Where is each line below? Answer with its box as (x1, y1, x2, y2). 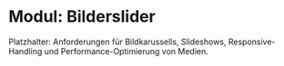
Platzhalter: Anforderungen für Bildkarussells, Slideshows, (8, 36, 227, 47)
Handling (8, 45, 43, 56)
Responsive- (228, 36, 276, 47)
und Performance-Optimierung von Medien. (44, 45, 208, 56)
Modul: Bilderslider (8, 6, 156, 27)
